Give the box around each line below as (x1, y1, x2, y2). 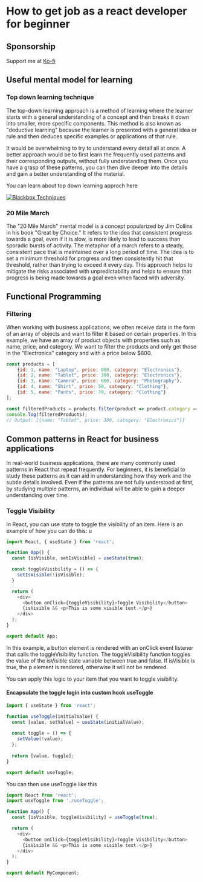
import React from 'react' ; (6, 792, 77, 798)
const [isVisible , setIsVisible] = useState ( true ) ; (11, 555, 145, 561)
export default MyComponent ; (6, 870, 80, 877)
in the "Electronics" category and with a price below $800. (6, 349, 152, 356)
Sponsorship (6, 41, 56, 52)
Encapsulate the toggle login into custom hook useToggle (6, 689, 153, 697)
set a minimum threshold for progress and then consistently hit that (6, 255, 173, 262)
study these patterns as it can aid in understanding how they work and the (6, 472, 192, 479)
